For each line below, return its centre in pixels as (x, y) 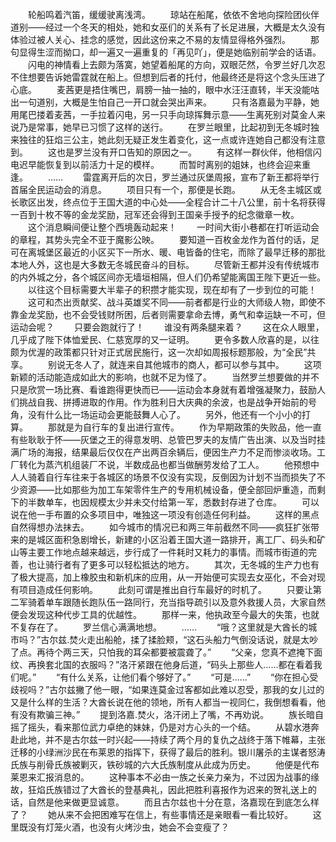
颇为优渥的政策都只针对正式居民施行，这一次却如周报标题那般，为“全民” (159, 352)
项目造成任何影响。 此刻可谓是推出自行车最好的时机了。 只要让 (165, 589)
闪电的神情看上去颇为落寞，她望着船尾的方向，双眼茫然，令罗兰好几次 (172, 64)
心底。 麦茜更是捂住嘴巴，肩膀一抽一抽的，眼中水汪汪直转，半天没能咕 (165, 89)
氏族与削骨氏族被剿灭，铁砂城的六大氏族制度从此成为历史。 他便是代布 (165, 764)
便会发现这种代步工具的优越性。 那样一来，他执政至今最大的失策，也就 (165, 614)
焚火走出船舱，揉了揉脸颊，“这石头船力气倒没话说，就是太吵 (194, 639)
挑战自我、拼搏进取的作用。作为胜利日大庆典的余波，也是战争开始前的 (163, 402)
